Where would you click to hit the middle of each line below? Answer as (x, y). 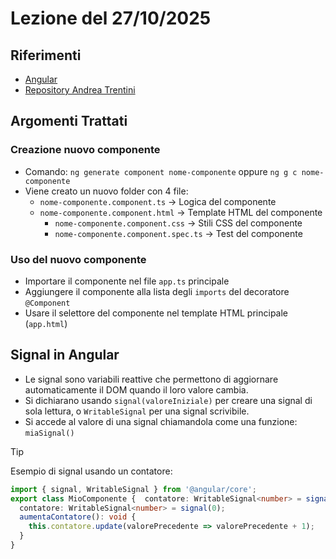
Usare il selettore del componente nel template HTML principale (156, 313)
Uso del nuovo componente (78, 259)
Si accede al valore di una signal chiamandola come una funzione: (161, 421)
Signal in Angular (65, 355)
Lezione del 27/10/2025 (111, 18)
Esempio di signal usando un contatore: (91, 471)
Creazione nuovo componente (85, 150)
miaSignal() (49, 433)
